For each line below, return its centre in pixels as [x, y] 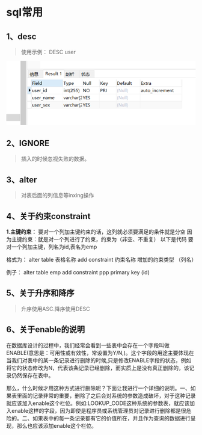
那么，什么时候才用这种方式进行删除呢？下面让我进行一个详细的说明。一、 [98, 388]
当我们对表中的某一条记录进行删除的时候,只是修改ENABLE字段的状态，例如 [99, 360]
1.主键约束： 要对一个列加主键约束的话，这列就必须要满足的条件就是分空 [96, 232]
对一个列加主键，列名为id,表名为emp [52, 247]
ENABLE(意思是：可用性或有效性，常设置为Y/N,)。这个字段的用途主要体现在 [100, 353]
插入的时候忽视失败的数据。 [55, 159]
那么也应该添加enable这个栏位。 [57, 425]
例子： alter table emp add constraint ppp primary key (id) [78, 272]
